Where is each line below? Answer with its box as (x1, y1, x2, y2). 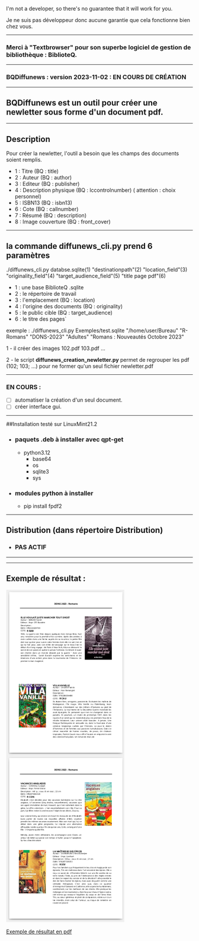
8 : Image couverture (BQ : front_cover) (14, 218, 111, 225)
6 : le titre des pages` (14, 315, 67, 323)
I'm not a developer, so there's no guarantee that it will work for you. (6, 5, 173, 12)
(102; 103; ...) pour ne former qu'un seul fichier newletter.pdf (6, 362, 154, 370)
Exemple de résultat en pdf (6, 928, 72, 935)
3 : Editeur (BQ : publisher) (14, 181, 80, 188)
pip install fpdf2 (23, 503, 62, 510)
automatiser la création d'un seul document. (14, 396, 123, 403)
